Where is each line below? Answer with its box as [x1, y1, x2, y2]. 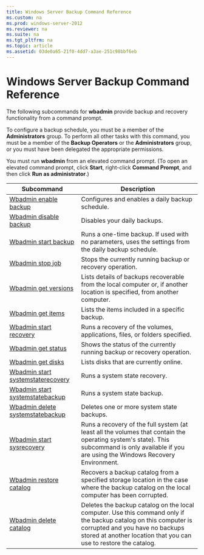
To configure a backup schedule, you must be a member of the [6, 126, 164, 133]
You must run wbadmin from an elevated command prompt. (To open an [6, 157, 188, 164]
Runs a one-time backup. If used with [81, 229, 189, 238]
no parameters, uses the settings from [81, 237, 190, 246]
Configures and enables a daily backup [81, 195, 193, 203]
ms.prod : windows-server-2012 [6, 20, 83, 26]
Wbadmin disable [9, 212, 59, 221]
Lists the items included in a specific [81, 305, 185, 313]
